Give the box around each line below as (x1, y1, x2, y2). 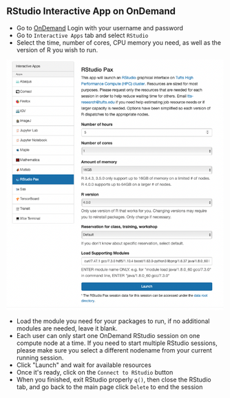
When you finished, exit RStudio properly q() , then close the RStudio (16, 375, 211, 384)
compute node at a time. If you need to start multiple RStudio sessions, (16, 339, 218, 347)
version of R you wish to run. (16, 45, 98, 54)
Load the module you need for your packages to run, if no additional (16, 317, 210, 325)
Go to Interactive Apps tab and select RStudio (16, 31, 149, 39)
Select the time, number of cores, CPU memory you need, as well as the (16, 38, 222, 47)
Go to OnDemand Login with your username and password (16, 23, 184, 32)
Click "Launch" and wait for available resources (16, 361, 152, 369)
